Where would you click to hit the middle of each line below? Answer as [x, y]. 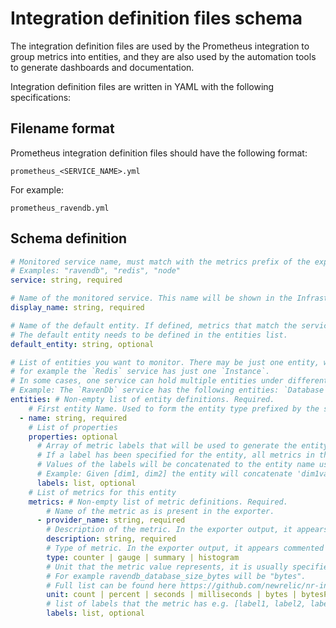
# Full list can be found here [111, 585]
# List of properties [73, 427]
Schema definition [69, 238]
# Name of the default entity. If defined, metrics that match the [154, 325]
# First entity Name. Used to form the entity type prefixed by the [174, 408]
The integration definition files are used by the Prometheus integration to [160, 46]
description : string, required [111, 539]
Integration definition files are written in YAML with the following [142, 86]
